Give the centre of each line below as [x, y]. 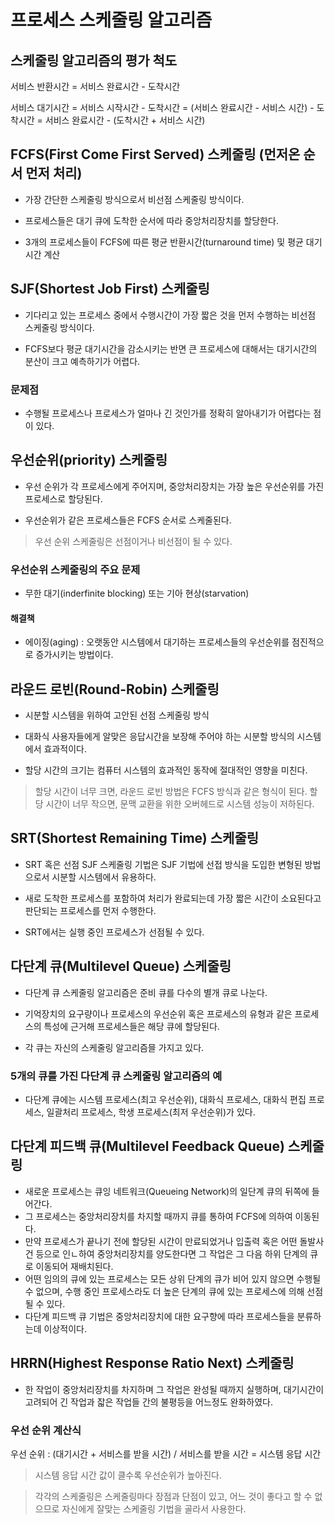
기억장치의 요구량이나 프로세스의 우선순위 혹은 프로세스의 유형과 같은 [158, 1013]
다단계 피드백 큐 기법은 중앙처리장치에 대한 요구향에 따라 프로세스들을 [159, 1316]
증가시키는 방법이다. [74, 655]
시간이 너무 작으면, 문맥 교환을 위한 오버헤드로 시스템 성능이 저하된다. [180, 804]
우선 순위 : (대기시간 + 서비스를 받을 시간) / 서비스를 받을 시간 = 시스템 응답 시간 [166, 1453]
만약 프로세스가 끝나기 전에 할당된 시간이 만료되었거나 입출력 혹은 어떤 [161, 1241]
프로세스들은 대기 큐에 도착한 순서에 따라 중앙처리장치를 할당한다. [151, 220]
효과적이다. [65, 749]
